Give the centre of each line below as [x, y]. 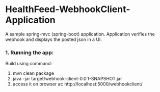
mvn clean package [33, 73]
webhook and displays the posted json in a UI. [54, 39]
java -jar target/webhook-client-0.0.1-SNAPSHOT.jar [67, 79]
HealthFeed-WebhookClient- [68, 9]
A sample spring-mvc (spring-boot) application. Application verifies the [80, 34]
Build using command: [29, 64]
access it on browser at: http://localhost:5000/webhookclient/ [77, 84]
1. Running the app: [30, 53]
